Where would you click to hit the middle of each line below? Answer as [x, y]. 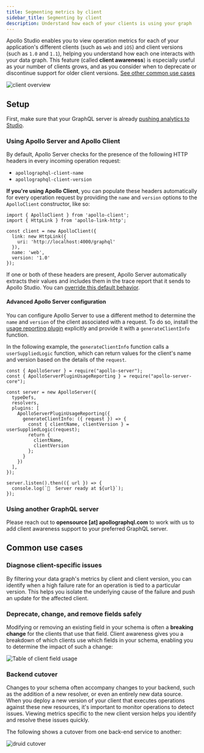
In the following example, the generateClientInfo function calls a [88, 346]
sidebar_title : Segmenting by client [54, 18]
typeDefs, [24, 398]
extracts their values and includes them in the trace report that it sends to [98, 281]
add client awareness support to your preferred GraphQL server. [87, 528]
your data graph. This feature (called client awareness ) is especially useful [100, 60]
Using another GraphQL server [53, 509]
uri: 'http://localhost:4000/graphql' [66, 242]
